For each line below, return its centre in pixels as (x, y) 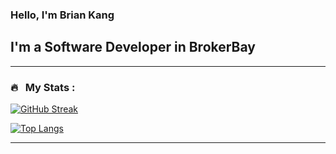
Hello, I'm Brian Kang (62, 15)
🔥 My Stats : (43, 87)
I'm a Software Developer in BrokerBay (133, 47)
